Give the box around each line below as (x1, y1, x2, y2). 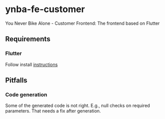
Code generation (5, 91, 47, 98)
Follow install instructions (5, 62, 58, 68)
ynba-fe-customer (5, 4, 85, 15)
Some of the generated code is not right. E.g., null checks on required (5, 102, 150, 109)
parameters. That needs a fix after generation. (5, 108, 101, 114)
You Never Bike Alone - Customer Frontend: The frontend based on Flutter (5, 20, 160, 26)
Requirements (5, 35, 50, 43)
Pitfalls (5, 76, 28, 85)
